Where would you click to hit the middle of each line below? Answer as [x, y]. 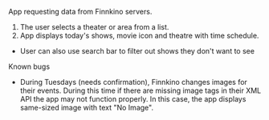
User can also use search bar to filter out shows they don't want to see [137, 51]
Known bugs [29, 66]
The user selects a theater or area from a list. [94, 27]
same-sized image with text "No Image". [87, 108]
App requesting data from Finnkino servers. [80, 12]
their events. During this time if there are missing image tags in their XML [141, 90]
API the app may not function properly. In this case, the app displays [133, 99]
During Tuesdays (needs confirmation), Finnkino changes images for [133, 82]
